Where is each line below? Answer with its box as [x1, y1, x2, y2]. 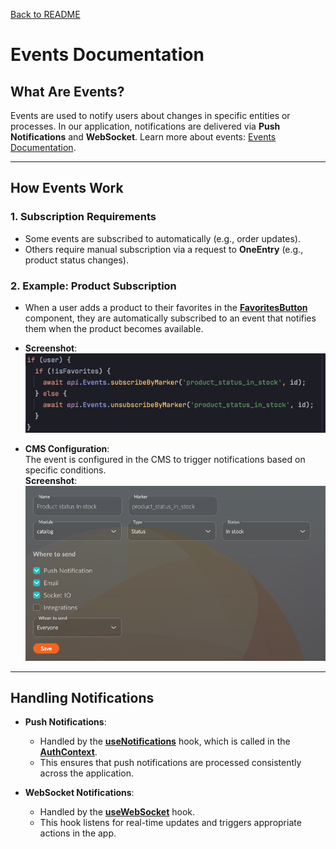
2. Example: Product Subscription [10, 279, 177, 293]
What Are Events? [10, 83, 125, 100]
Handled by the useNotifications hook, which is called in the [39, 735, 291, 748]
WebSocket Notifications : [24, 787, 135, 799]
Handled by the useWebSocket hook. [39, 806, 196, 818]
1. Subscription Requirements [10, 210, 157, 224]
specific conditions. [24, 464, 107, 476]
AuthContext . [39, 746, 98, 758]
